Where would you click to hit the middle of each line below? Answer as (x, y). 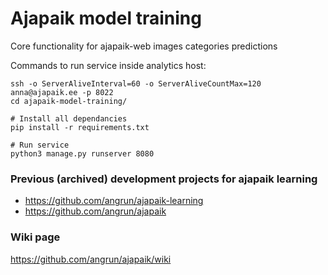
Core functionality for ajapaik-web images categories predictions (144, 46)
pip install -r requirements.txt (80, 127)
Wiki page (35, 237)
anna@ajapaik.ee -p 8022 (62, 92)
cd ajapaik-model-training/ (69, 101)
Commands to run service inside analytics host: (108, 65)
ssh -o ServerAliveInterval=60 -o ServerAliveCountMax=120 (136, 83)
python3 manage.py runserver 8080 (82, 153)
